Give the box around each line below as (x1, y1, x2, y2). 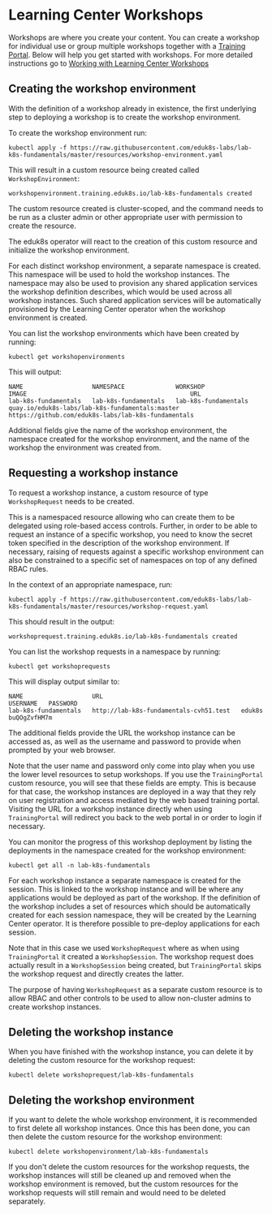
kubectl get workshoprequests (8, 662, 111, 671)
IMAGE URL (8, 390, 201, 398)
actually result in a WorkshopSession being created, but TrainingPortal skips (8, 960, 262, 970)
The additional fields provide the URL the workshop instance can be (8, 728, 235, 737)
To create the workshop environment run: (8, 127, 148, 137)
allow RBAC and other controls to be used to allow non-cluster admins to (8, 993, 252, 1003)
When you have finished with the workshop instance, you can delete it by (8, 1047, 254, 1056)
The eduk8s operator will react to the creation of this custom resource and (8, 236, 258, 246)
